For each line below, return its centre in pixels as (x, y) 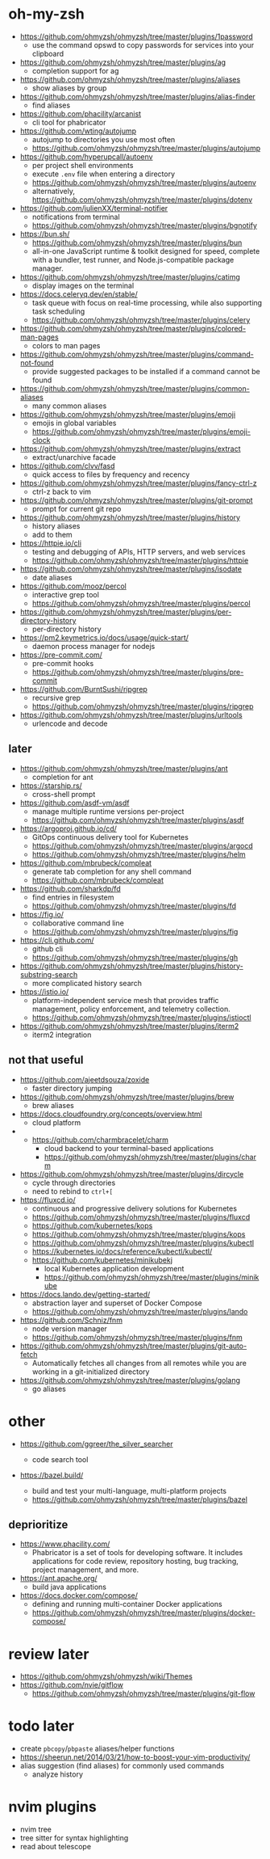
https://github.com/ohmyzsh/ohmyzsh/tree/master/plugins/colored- (133, 328)
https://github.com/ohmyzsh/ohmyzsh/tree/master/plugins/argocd (142, 845)
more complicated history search (87, 983)
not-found (37, 363)
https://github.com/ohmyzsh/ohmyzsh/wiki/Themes (106, 1676)
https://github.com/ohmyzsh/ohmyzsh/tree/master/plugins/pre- (138, 672)
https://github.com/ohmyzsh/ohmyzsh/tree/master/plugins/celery (141, 319)
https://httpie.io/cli (51, 543)
